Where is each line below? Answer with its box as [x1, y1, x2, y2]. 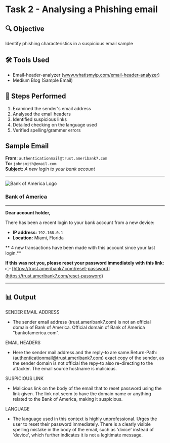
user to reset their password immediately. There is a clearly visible [12, 421, 151, 427]
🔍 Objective [5, 24, 45, 33]
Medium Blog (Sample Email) [12, 77, 73, 83]
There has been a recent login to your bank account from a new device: [5, 219, 155, 226]
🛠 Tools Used [5, 56, 50, 65]
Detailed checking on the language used [12, 121, 97, 128]
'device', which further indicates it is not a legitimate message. [12, 432, 143, 438]
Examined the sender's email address [12, 105, 91, 111]
